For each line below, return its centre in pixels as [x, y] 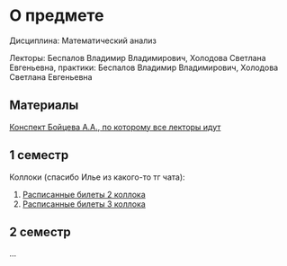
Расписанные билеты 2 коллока [84, 194]
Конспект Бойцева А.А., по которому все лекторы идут [115, 127]
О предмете [57, 16]
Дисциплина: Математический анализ [83, 40]
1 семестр [39, 155]
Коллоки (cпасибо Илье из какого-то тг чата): [98, 177]
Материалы [44, 106]
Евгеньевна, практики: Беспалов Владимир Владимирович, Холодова [144, 67]
